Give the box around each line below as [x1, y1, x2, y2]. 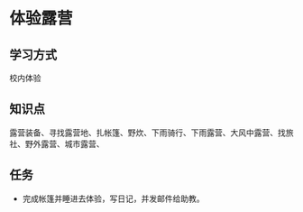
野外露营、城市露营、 [24, 138, 105, 149]
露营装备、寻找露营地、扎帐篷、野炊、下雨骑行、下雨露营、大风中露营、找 [9, 127, 286, 138]
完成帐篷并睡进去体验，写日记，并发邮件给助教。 [22, 193, 205, 204]
